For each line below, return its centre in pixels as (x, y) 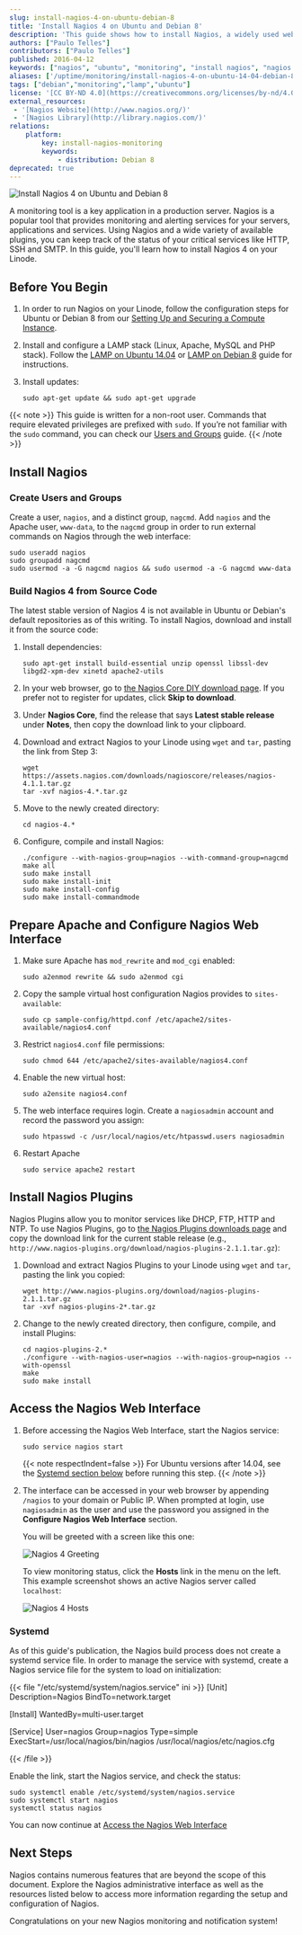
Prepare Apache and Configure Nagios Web (134, 925)
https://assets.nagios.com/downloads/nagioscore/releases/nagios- (149, 776)
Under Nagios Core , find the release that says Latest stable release (148, 715)
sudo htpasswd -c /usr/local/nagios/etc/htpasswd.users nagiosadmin (153, 1137)
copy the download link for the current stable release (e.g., (118, 1238)
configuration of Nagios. (54, 1904)
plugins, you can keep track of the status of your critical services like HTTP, (150, 240)
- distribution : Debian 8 (106, 160)
